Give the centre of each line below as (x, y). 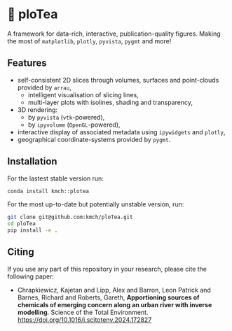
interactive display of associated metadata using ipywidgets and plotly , (121, 132)
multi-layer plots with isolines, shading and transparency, (110, 102)
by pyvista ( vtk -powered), (66, 117)
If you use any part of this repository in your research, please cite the (107, 269)
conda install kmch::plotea (48, 191)
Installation (32, 161)
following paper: (31, 276)
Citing (21, 252)
